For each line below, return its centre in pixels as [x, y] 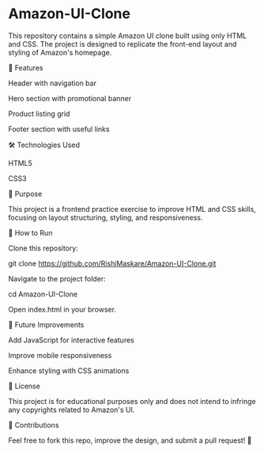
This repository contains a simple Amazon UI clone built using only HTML [128, 36]
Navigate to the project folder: [57, 278]
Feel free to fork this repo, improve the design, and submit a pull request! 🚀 [130, 440]
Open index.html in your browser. [62, 309]
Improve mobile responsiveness [60, 355]
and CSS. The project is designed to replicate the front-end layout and [123, 43]
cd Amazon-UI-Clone [43, 294]
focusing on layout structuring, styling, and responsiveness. [106, 217]
